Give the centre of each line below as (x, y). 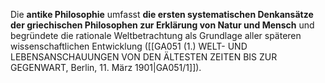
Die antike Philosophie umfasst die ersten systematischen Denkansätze (162, 14)
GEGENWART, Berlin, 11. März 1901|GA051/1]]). (106, 67)
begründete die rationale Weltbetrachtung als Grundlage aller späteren (156, 35)
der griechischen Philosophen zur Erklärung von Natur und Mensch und (162, 25)
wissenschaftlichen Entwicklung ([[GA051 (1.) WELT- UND (129, 46)
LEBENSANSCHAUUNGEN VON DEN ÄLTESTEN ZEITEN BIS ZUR (144, 57)
